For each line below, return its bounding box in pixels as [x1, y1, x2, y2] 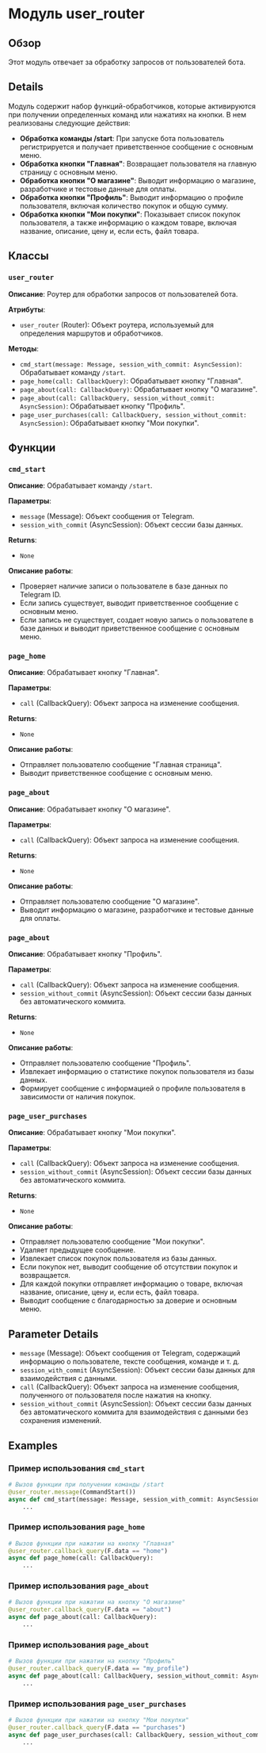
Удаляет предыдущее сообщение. [19, 1245, 136, 1255]
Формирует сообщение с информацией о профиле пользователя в [19, 1084, 246, 1093]
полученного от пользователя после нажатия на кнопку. [19, 1391, 212, 1400]
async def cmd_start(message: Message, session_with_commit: [8, 1495, 215, 1503]
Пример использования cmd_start [8, 1463, 145, 1474]
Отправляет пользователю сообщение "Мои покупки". [19, 1237, 205, 1246]
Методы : [8, 343, 40, 353]
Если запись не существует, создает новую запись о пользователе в [19, 616, 254, 625]
